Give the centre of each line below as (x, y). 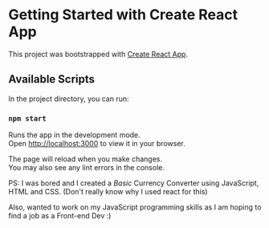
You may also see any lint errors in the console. (86, 168)
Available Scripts (51, 79)
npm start (27, 118)
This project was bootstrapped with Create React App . (98, 54)
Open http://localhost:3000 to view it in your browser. (97, 144)
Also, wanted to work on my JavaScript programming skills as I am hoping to (135, 207)
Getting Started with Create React (123, 15)
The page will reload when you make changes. (86, 159)
